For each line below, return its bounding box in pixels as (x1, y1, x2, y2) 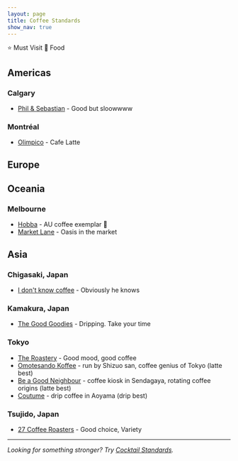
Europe (7, 158, 40, 170)
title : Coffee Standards (7, 17, 81, 24)
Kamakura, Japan (7, 303, 69, 313)
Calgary (7, 88, 35, 98)
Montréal (7, 121, 40, 131)
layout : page (7, 10, 46, 18)
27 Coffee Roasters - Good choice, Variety (17, 425, 142, 434)
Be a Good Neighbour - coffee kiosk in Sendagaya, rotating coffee (17, 376, 211, 384)
